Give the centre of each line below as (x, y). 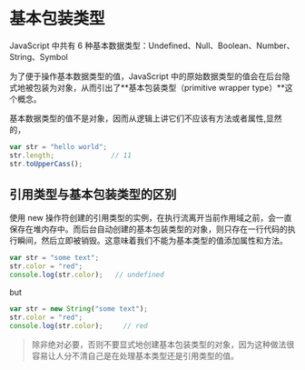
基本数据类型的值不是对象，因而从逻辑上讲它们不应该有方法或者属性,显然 (146, 118)
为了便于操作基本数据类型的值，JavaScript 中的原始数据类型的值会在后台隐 (150, 76)
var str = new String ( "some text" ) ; (79, 309)
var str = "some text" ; (54, 258)
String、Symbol (39, 56)
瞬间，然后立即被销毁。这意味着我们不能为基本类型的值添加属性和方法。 (152, 241)
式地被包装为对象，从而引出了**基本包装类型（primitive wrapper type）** (148, 87)
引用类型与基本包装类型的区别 (93, 194)
